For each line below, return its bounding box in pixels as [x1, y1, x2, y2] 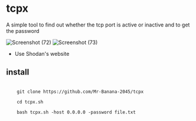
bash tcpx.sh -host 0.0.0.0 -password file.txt [17, 109, 136, 115]
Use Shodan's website [14, 50, 70, 57]
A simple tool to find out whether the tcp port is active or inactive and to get [6, 21, 190, 28]
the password [6, 27, 40, 34]
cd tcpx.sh [17, 99, 44, 105]
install [6, 67, 30, 78]
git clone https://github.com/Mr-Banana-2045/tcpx [17, 89, 144, 95]
